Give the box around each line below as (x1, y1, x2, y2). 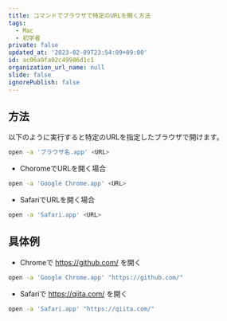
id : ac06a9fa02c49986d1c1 (8, 57, 94, 65)
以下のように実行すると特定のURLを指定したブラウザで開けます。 (8, 132, 224, 142)
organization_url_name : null (8, 64, 105, 72)
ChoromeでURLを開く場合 (19, 164, 106, 174)
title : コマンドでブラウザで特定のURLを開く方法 (8, 11, 151, 20)
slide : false (8, 71, 52, 79)
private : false (8, 41, 59, 49)
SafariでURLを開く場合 (19, 195, 96, 205)
